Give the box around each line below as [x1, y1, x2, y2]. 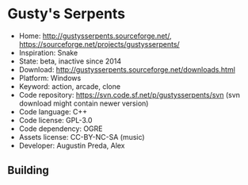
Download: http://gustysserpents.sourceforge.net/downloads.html [18, 64, 235, 74]
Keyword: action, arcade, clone [18, 81, 120, 91]
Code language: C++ [18, 106, 88, 116]
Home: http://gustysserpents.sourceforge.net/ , [18, 31, 172, 40]
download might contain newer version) [18, 98, 149, 108]
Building [7, 164, 49, 177]
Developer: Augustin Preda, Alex [18, 141, 125, 150]
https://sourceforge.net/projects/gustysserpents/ [18, 39, 180, 48]
